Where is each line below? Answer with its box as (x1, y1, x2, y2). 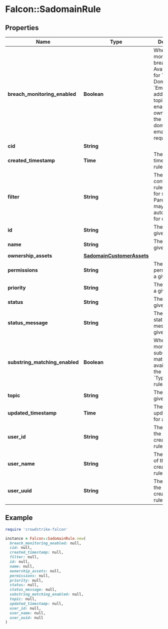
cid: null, (9, 545, 32, 550)
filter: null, (9, 555, 39, 560)
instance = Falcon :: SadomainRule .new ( (5, 536, 86, 541)
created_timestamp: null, (9, 550, 64, 555)
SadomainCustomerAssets (83, 252, 149, 259)
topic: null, (9, 596, 37, 602)
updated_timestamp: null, (9, 601, 64, 606)
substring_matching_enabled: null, (9, 592, 84, 597)
